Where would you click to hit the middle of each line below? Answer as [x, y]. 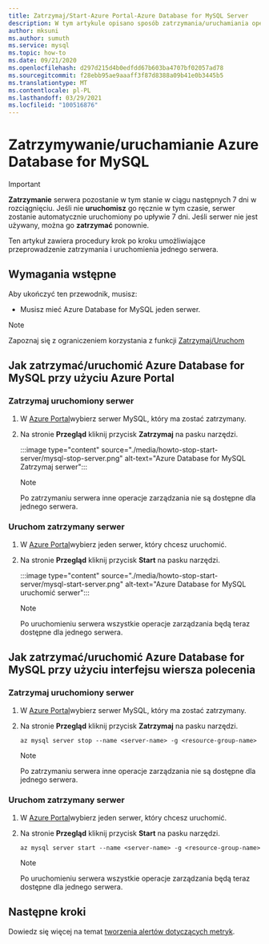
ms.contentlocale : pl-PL [50, 90]
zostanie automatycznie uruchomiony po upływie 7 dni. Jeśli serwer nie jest [133, 217]
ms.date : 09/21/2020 [43, 61]
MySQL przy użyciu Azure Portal [91, 378]
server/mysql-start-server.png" [72, 584]
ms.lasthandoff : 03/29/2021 [55, 98]
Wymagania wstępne [62, 275]
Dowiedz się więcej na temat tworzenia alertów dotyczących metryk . [122, 931]
